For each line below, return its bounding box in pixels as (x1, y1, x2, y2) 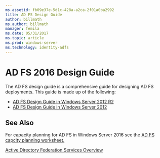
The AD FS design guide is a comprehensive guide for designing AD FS (5, 83, 154, 89)
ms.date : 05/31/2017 (5, 31, 49, 36)
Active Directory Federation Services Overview (5, 147, 103, 153)
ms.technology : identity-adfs (5, 45, 69, 50)
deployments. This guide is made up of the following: (5, 89, 116, 95)
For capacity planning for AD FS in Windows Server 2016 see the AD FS (5, 132, 155, 138)
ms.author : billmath (5, 21, 49, 27)
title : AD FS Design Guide (5, 12, 62, 17)
